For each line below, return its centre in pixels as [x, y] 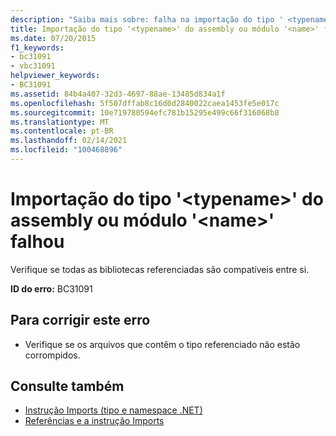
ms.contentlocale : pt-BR [62, 131]
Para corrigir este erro [80, 320]
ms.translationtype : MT [60, 122]
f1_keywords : [37, 47]
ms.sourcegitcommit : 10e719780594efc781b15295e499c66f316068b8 [145, 112]
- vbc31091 [33, 66]
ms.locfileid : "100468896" [66, 150]
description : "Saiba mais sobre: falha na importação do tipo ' [147, 19]
